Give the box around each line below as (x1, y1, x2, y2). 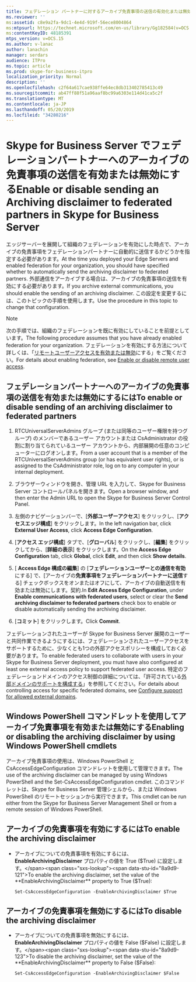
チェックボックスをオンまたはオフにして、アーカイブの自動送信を (23, 579, 181, 586)
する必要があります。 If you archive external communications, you (16, 282, 174, 290)
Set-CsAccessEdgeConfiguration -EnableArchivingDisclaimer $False (14, 970, 180, 977)
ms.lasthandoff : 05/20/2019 (6, 107, 75, 112)
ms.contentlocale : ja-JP (6, 101, 66, 107)
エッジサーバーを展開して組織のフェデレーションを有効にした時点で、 (6, 241, 174, 248)
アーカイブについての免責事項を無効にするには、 (14, 932, 132, 939)
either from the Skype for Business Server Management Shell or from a (6, 799, 177, 806)
